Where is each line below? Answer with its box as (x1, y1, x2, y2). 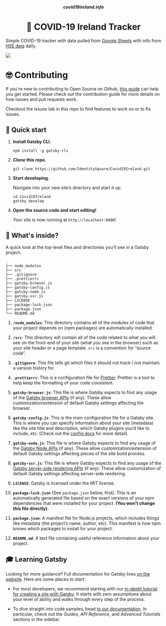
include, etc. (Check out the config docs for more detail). (12, 430, 129, 437)
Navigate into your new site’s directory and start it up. (12, 185, 122, 191)
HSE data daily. (5, 42, 37, 49)
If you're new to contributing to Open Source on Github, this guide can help (5, 86, 159, 92)
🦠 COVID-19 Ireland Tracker (26, 21, 141, 32)
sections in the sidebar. (12, 616, 61, 622)
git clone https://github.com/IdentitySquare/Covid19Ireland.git (12, 167, 150, 171)
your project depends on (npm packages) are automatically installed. (12, 325, 153, 331)
